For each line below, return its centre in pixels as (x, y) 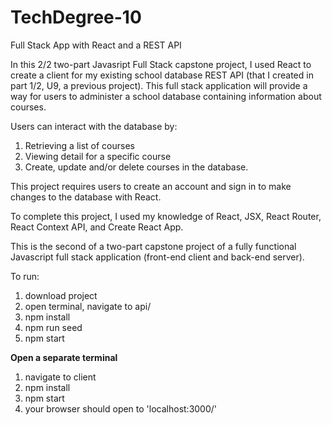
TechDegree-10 (76, 17)
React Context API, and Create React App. (97, 227)
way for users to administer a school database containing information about (166, 96)
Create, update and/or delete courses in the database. (136, 167)
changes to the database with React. (86, 197)
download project (61, 295)
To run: (25, 276)
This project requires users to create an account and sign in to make (151, 186)
